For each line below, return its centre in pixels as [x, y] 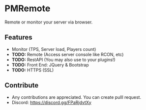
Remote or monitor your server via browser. [49, 22]
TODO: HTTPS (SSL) [33, 70]
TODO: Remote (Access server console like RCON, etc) [68, 54]
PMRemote [28, 9]
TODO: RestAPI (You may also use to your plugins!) [64, 60]
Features [18, 37]
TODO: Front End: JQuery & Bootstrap [50, 65]
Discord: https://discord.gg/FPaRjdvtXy [51, 102]
